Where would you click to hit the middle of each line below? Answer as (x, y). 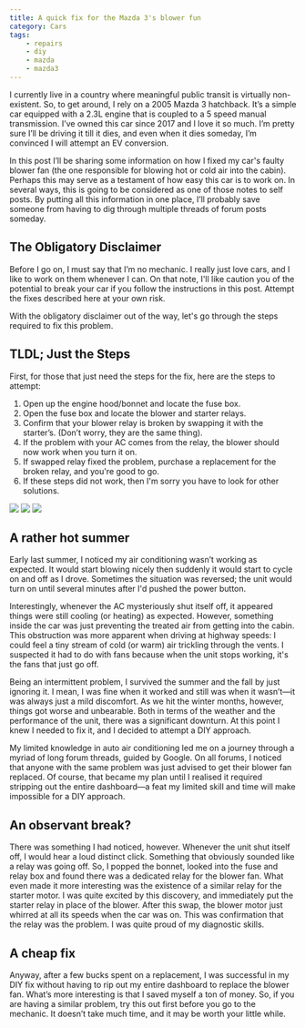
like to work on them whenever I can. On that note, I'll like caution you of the (152, 279)
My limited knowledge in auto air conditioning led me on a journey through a (152, 748)
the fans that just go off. (54, 665)
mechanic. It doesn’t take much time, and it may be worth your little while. (148, 1013)
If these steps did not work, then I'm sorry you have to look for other (151, 481)
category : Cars (38, 26)
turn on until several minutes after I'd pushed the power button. (128, 589)
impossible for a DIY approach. (67, 797)
